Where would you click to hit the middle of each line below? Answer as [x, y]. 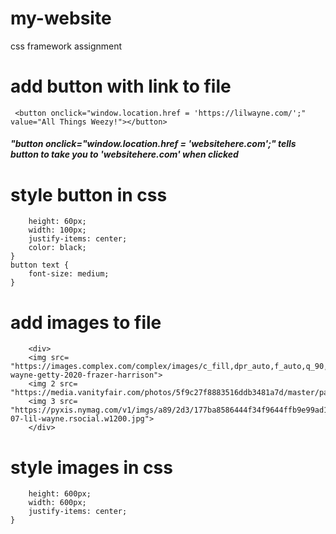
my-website [61, 18]
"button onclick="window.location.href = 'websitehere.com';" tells [153, 144]
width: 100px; [57, 230]
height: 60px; [57, 222]
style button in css [89, 194]
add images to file [86, 322]
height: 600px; [60, 494]
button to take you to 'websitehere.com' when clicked [124, 154]
